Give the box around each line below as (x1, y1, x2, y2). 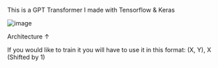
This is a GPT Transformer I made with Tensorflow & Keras (7, 6, 176, 14)
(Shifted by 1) (7, 53, 45, 61)
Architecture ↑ (7, 32, 50, 41)
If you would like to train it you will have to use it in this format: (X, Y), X (7, 46, 212, 54)
